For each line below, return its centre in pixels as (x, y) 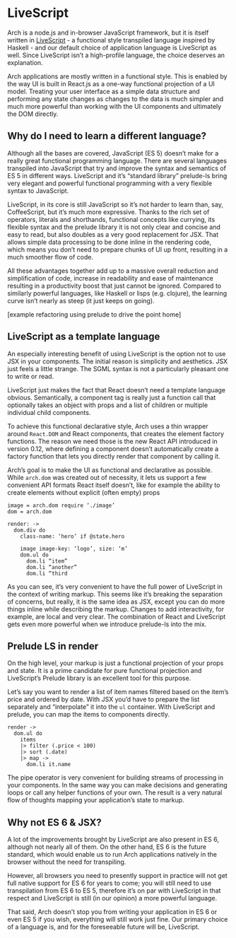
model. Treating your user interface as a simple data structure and (104, 91)
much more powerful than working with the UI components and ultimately (114, 106)
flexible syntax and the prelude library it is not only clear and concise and (114, 227)
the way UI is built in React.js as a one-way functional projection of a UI (111, 83)
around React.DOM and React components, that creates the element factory (116, 433)
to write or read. (31, 376)
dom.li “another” (52, 567)
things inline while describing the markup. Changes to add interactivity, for (116, 609)
